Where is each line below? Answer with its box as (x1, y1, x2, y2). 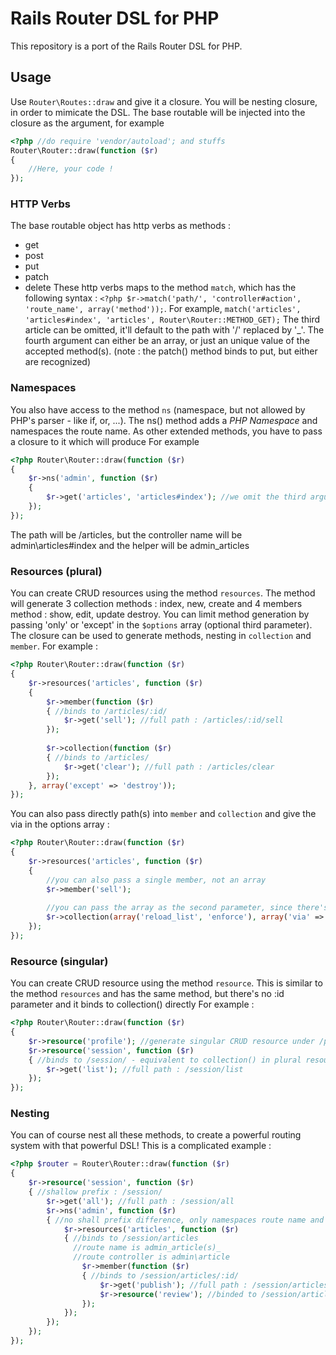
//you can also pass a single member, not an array (46, 875, 267, 885)
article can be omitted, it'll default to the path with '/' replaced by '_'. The (24, 324, 325, 336)
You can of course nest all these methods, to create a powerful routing (10, 1129, 302, 1141)
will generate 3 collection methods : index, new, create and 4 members (10, 598, 303, 610)
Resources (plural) (10, 564, 103, 578)
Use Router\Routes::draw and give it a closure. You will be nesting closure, (10, 95, 318, 107)
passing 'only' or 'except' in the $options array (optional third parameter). (10, 619, 313, 631)
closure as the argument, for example (10, 117, 165, 129)
